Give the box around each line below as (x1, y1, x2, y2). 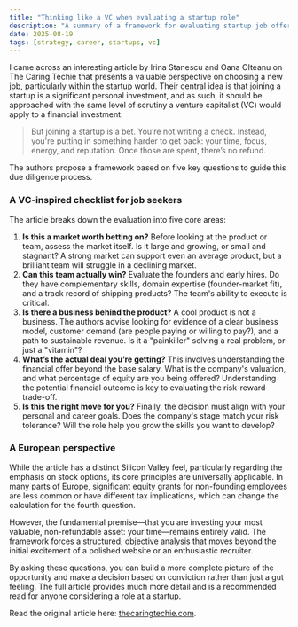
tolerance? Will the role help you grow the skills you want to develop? (21, 419, 275, 430)
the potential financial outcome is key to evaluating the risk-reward (21, 382, 266, 393)
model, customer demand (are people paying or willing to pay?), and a (21, 325, 279, 336)
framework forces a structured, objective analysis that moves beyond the (9, 536, 277, 546)
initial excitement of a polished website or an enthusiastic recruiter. (9, 545, 254, 555)
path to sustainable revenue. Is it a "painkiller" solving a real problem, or (21, 334, 286, 346)
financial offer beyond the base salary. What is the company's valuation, (21, 363, 286, 373)
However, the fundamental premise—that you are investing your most (9, 516, 263, 528)
